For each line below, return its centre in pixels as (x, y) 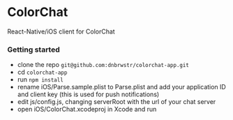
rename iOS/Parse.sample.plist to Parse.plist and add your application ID (122, 87)
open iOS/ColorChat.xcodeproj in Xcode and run (87, 110)
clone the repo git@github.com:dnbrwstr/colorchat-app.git (103, 65)
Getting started (34, 50)
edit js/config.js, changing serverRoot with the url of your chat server (116, 102)
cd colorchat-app (42, 72)
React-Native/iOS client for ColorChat (61, 31)
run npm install (40, 80)
